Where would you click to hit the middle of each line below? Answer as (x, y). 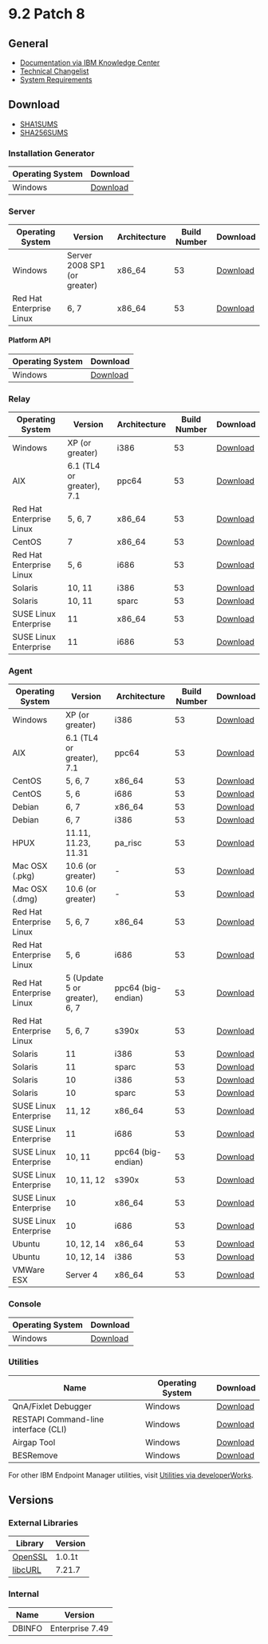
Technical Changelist (54, 71)
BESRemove (35, 1455)
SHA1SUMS (39, 124)
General (29, 44)
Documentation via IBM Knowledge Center (90, 62)
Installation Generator (51, 153)
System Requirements (56, 80)
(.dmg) (25, 899)
